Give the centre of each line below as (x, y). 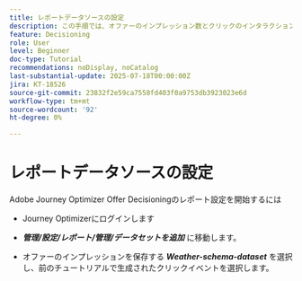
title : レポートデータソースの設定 (67, 18)
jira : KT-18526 (38, 84)
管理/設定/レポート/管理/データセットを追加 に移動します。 (132, 238)
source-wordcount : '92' (54, 110)
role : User (30, 43)
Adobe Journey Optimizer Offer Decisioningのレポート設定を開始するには (146, 199)
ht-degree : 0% (36, 118)
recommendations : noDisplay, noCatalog (84, 68)
